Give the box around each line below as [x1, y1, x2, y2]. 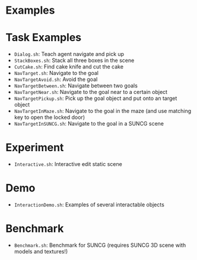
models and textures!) [14, 248, 68, 255]
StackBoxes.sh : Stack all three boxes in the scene [14, 57, 135, 64]
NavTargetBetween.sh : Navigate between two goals [14, 82, 138, 89]
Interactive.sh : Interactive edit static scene [14, 161, 122, 168]
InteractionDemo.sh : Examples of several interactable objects [14, 201, 164, 208]
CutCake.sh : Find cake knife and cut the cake [14, 63, 124, 70]
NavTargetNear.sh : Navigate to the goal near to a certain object [14, 89, 167, 96]
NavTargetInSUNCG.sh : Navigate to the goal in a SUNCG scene [14, 120, 164, 127]
